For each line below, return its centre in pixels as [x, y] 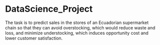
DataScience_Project [49, 9]
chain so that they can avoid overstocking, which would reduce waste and [80, 27]
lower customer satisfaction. [34, 38]
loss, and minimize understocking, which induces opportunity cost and [77, 33]
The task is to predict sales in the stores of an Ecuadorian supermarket [77, 22]
